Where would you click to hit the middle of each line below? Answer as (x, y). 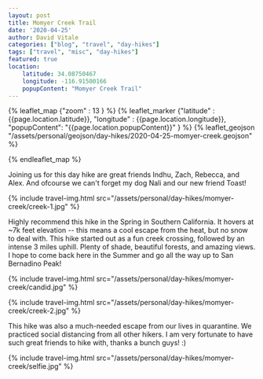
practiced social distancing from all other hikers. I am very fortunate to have (131, 334)
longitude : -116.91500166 (65, 81)
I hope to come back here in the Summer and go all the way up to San (121, 256)
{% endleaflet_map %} (45, 160)
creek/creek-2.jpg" (39, 311)
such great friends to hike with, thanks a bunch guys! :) (97, 343)
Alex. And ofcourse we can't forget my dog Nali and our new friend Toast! (128, 183)
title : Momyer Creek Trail (52, 23)
